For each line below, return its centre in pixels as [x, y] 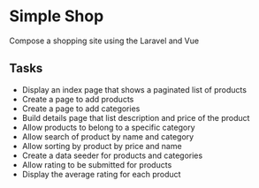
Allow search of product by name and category [108, 136]
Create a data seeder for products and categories [112, 155]
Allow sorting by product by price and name [102, 146]
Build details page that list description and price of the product [136, 117]
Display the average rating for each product [101, 174]
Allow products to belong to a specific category [109, 127]
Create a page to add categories [81, 109]
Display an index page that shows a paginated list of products [134, 89]
